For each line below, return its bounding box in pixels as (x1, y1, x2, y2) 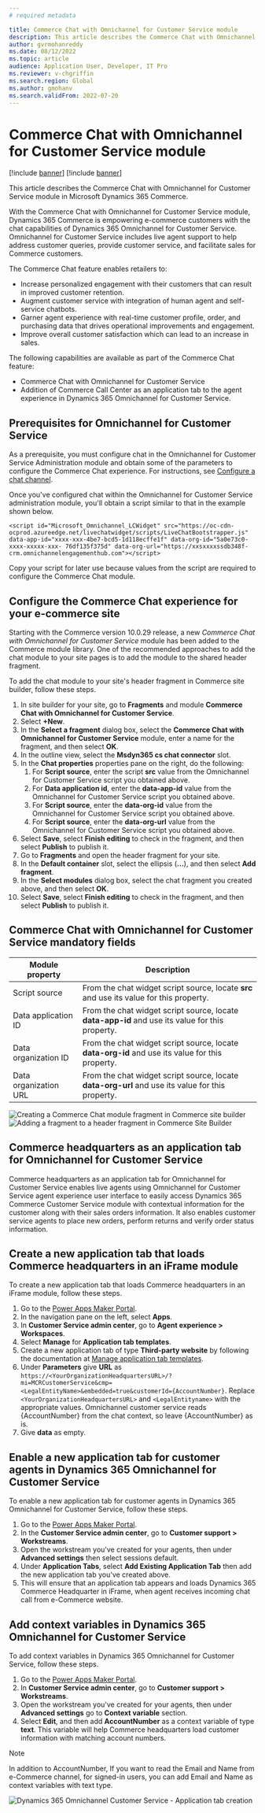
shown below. (9, 507, 54, 516)
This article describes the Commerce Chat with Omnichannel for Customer (9, 183, 251, 193)
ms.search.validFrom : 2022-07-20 (9, 91, 119, 99)
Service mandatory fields (9, 936, 136, 949)
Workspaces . (20, 1329, 65, 1338)
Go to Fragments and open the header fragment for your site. (20, 850, 221, 860)
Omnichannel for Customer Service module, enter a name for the (20, 733, 235, 742)
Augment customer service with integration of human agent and (20, 296, 228, 305)
